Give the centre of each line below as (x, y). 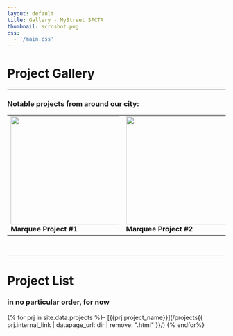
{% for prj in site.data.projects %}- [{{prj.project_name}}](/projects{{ (105, 317)
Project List (41, 281)
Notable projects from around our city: (74, 103)
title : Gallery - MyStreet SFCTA (55, 20)
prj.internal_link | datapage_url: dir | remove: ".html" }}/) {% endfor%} (106, 325)
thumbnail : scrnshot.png (43, 26)
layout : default (31, 14)
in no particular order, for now (58, 302)
